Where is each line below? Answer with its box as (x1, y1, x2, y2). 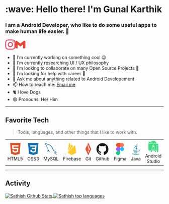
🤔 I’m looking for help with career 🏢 (12, 71, 86, 77)
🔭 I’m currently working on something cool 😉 (12, 55, 107, 61)
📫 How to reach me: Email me (12, 82, 76, 88)
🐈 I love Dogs (12, 89, 41, 95)
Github (95, 156, 110, 162)
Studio (146, 158, 160, 165)
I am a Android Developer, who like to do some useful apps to (5, 22, 157, 29)
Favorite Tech (5, 116, 49, 124)
